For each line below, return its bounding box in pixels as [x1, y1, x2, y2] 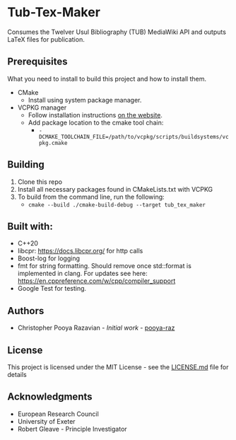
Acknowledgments [7, 390, 93, 403]
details [7, 371, 27, 378]
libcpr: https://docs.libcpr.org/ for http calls [17, 247, 143, 255]
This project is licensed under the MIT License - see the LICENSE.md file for [7, 363, 229, 371]
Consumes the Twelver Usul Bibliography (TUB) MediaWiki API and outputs [7, 28, 226, 36]
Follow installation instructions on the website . [28, 110, 163, 119]
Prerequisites [7, 56, 68, 68]
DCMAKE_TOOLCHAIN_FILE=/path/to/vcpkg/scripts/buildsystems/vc [38, 133, 229, 140]
